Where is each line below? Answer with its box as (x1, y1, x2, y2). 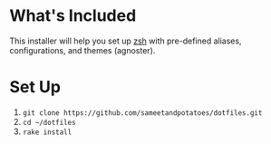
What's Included (9, 5, 137, 26)
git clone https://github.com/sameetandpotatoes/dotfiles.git (22, 108, 263, 118)
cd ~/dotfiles (22, 118, 76, 127)
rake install (22, 128, 73, 137)
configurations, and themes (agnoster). (9, 44, 156, 55)
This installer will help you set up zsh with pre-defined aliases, (9, 35, 242, 46)
